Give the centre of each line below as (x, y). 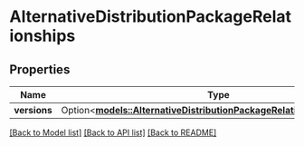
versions (33, 110)
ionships (43, 36)
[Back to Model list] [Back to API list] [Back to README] (113, 132)
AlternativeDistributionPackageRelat (151, 17)
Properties (40, 69)
